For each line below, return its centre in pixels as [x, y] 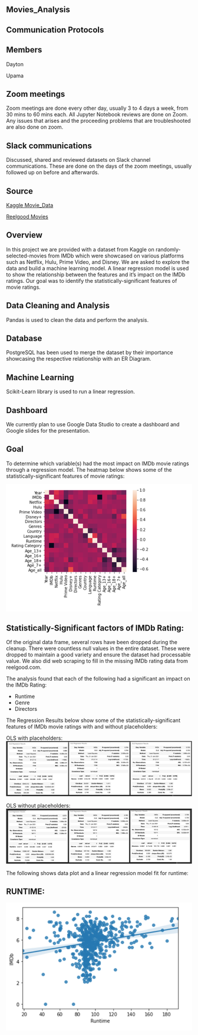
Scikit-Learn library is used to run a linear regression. [71, 391]
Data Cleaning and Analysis [58, 306]
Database [24, 339]
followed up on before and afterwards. [52, 172]
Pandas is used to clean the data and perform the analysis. [77, 320]
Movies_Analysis [38, 10]
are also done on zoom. [35, 127]
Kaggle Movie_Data [30, 205]
